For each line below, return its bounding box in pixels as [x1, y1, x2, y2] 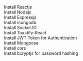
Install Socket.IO [4, 25, 37, 30]
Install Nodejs [4, 9, 32, 15]
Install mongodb [4, 19, 36, 25]
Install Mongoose [4, 40, 39, 46]
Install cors [4, 46, 26, 51]
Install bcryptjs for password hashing [4, 50, 78, 56]
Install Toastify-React [4, 30, 47, 35]
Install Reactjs [4, 4, 32, 10]
